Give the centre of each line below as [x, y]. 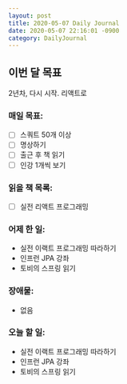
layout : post [30, 16]
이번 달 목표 [35, 72]
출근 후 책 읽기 [42, 155]
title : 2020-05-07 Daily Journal [64, 23]
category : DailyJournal [48, 38]
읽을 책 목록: [31, 187]
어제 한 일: [27, 229]
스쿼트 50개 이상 [46, 135]
